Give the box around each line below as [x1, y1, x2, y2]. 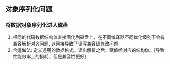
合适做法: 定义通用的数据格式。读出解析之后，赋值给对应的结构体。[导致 [12, 47, 165, 53]
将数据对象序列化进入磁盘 [5, 22, 68, 29]
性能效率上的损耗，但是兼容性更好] [12, 53, 86, 59]
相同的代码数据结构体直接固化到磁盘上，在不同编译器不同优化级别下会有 [12, 34, 165, 40]
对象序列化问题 [5, 5, 53, 14]
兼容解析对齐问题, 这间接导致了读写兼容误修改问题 [12, 40, 118, 47]
